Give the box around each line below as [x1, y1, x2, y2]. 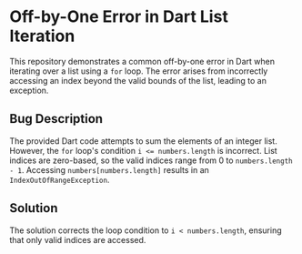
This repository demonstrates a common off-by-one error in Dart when [9, 56, 276, 66]
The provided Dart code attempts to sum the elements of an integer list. [9, 135, 277, 147]
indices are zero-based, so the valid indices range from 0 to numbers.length [9, 155, 293, 166]
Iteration [9, 25, 75, 46]
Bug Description [9, 111, 103, 127]
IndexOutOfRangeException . [9, 174, 110, 185]
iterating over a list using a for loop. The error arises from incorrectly [9, 66, 268, 76]
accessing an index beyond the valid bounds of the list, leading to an [9, 75, 267, 86]
